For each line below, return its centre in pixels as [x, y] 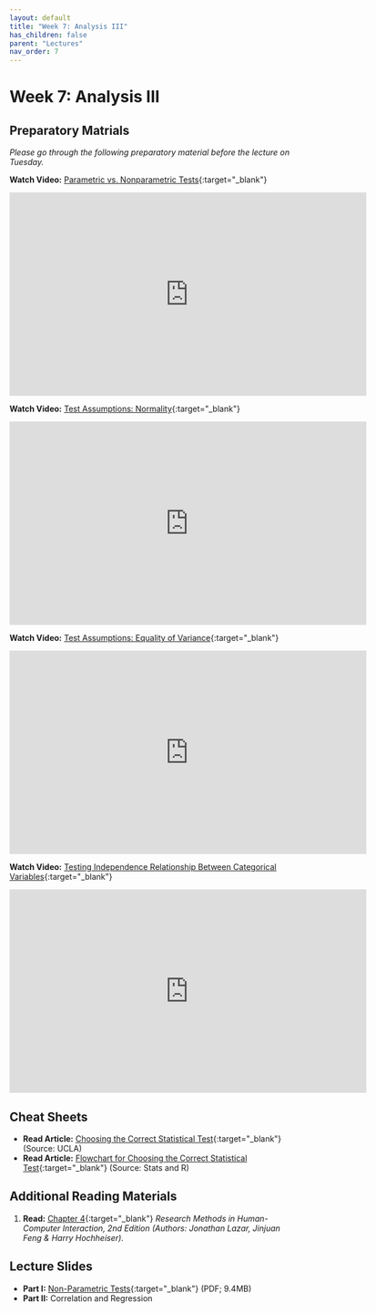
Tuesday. [26, 162]
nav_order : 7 [34, 52]
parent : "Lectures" [46, 43]
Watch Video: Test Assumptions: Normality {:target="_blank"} [125, 409]
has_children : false [49, 35]
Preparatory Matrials [70, 130]
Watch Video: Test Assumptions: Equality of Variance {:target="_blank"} [144, 638]
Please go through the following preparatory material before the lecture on [149, 152]
